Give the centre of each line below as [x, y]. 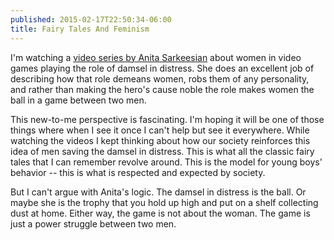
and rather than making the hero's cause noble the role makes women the [162, 89]
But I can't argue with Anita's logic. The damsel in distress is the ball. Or [158, 192]
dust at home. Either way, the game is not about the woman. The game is [160, 213]
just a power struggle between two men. [93, 223]
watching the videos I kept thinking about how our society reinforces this [160, 140]
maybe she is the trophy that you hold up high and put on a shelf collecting [164, 202]
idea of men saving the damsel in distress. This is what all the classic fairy [162, 151]
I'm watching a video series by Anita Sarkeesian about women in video [156, 57]
